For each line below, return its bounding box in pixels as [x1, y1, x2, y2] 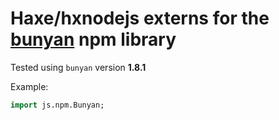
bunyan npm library [10, 28, 177, 51]
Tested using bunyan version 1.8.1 [10, 61, 147, 73]
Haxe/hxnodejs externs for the [10, 7, 270, 30]
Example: [10, 80, 49, 92]
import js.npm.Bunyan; [10, 100, 105, 110]
